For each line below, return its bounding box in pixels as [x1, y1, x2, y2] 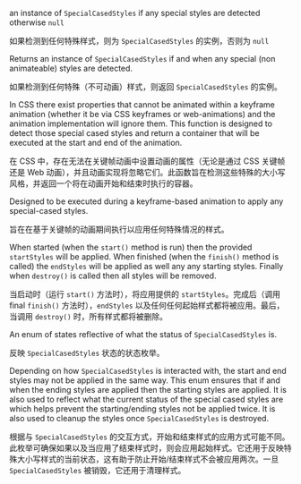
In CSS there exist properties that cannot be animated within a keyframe [9, 99, 276, 110]
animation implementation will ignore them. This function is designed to [9, 118, 273, 129]
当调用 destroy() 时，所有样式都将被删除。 [9, 311, 168, 321]
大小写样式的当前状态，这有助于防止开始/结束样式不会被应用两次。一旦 [16, 454, 279, 464]
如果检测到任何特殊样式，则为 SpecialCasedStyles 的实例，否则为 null [9, 36, 270, 46]
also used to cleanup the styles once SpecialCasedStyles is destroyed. [9, 413, 270, 423]
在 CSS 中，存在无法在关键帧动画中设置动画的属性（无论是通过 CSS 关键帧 [9, 156, 286, 166]
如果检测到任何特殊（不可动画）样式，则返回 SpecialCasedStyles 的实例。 [9, 81, 282, 92]
